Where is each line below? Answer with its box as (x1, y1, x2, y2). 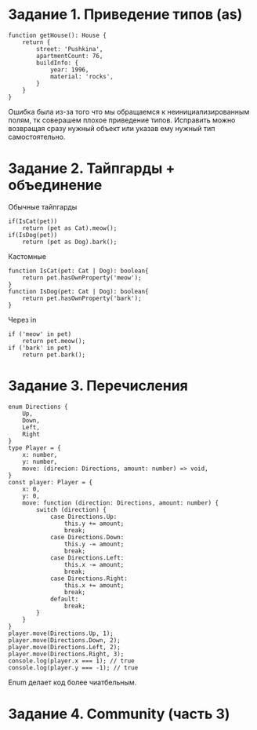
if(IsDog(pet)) (8, 231, 58, 239)
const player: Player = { (8, 478, 92, 486)
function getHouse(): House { (8, 31, 107, 39)
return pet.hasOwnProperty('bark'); (22, 294, 143, 302)
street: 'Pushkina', (36, 45, 103, 53)
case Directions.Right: (49, 575, 128, 582)
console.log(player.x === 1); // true (8, 657, 135, 665)
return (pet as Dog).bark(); (22, 238, 118, 246)
